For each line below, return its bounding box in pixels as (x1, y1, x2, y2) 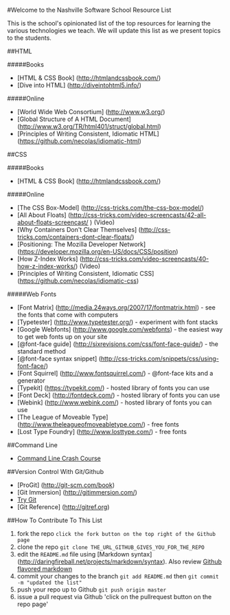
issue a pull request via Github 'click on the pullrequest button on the (16, 593, 212, 601)
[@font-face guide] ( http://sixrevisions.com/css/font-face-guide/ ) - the (16, 340, 218, 348)
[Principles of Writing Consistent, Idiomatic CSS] (16, 270, 154, 277)
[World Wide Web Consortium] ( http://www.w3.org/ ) (16, 108, 165, 116)
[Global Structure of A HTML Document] (16, 115, 132, 123)
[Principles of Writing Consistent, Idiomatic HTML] (16, 130, 159, 138)
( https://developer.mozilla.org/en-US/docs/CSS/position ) (16, 248, 179, 255)
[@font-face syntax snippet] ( (16, 354, 102, 363)
